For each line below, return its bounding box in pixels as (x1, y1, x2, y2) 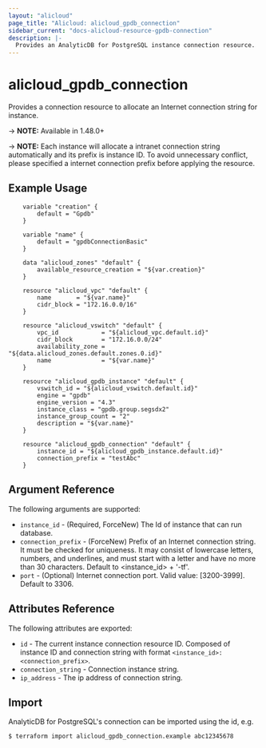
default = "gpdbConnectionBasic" (37, 237, 149, 246)
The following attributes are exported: (8, 623, 133, 633)
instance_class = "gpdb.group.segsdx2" (37, 405, 170, 414)
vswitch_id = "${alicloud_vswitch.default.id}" (37, 384, 198, 392)
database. (19, 528, 54, 537)
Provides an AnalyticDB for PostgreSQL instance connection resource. (15, 42, 256, 49)
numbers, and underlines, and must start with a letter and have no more (19, 553, 256, 563)
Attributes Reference (8, 602, 115, 615)
